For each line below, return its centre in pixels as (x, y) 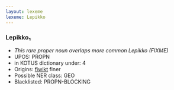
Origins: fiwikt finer (37, 69)
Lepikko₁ (18, 38)
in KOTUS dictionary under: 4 (50, 63)
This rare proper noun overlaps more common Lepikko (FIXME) (91, 50)
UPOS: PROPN (32, 56)
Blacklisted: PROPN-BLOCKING (52, 81)
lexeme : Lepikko (25, 17)
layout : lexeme (24, 11)
